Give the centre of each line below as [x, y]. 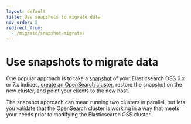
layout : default [26, 11]
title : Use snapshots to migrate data [53, 17]
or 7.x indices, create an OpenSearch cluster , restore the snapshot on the [94, 85]
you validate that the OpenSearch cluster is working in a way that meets [93, 108]
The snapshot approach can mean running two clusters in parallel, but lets [96, 102]
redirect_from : [25, 28]
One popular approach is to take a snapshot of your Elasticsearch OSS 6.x [95, 78]
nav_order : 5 [22, 22]
